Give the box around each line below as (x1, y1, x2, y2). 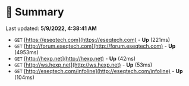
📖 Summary (5, 5, 64, 19)
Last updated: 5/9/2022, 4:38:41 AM (5, 25, 97, 32)
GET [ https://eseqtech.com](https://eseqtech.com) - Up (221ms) (14, 36, 171, 43)
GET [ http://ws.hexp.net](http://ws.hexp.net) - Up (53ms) (14, 61, 153, 68)
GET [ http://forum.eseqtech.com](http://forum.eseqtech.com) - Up (14, 42, 176, 49)
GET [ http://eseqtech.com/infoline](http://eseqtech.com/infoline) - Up (14, 67, 183, 74)
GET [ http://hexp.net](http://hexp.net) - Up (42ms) (14, 55, 136, 62)
